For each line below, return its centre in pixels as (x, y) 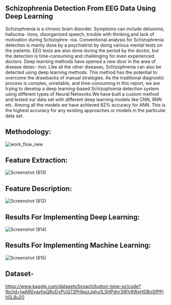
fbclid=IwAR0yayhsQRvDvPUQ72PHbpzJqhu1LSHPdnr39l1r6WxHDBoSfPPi (84, 292)
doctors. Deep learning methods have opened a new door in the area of (81, 61)
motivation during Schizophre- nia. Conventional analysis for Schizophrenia (85, 39)
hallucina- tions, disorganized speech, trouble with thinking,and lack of (80, 34)
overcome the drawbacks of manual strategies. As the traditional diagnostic (85, 78)
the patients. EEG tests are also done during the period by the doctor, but (82, 50)
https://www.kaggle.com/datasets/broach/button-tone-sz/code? (73, 286)
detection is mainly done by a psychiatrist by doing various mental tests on (84, 45)
